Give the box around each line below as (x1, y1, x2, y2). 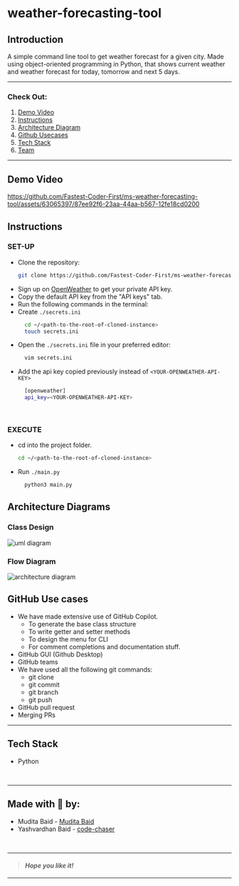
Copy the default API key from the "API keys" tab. (17, 292, 163, 301)
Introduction (7, 34, 64, 46)
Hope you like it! (24, 861, 74, 870)
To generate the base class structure (28, 619, 137, 628)
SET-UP (7, 242, 35, 252)
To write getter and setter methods (28, 627, 131, 636)
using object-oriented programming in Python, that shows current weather (7, 60, 225, 68)
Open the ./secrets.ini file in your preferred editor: (17, 341, 171, 349)
